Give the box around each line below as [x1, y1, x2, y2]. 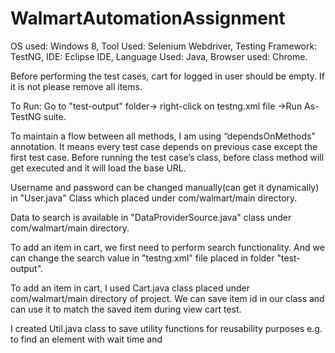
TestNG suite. [10, 110, 67, 122]
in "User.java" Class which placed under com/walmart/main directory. [10, 192, 298, 204]
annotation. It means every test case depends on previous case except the [10, 140, 318, 152]
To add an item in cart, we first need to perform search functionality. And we [10, 241, 325, 253]
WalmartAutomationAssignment [10, 7, 286, 30]
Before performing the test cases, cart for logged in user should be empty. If [10, 70, 325, 82]
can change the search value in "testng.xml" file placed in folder [10, 252, 275, 264]
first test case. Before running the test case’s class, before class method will [10, 151, 325, 163]
